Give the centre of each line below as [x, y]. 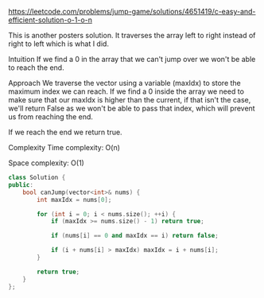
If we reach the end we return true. [65, 132]
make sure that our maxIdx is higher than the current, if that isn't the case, [130, 100]
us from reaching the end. [51, 117]
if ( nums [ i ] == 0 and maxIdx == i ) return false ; [134, 236]
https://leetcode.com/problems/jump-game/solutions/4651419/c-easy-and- [132, 12]
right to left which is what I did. [59, 44]
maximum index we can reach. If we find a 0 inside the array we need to [126, 91]
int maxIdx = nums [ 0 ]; [74, 199]
